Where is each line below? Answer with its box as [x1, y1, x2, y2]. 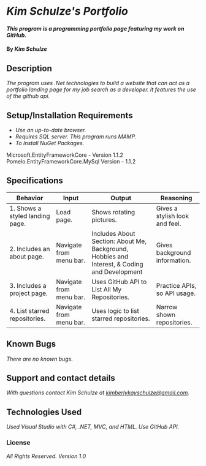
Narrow [156, 303, 178, 311]
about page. [9, 252, 44, 261]
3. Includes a [9, 281, 47, 290]
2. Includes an [9, 244, 50, 253]
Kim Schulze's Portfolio [6, 4, 129, 18]
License [6, 438, 31, 447]
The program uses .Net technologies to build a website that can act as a [6, 80, 190, 87]
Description [6, 63, 52, 73]
